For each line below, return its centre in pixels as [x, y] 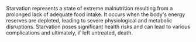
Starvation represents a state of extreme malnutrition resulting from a [90, 8]
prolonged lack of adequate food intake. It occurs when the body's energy [96, 14]
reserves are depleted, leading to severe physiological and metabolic [89, 20]
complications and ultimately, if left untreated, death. [70, 33]
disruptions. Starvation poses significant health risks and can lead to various [98, 26]
